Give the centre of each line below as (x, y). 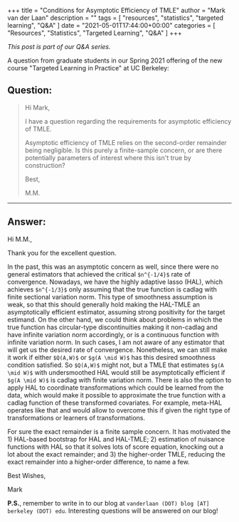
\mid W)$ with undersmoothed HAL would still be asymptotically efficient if (116, 372)
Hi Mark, (37, 107)
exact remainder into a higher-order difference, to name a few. (99, 462)
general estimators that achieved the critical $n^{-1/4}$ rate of (99, 274)
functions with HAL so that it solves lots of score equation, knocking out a (116, 447)
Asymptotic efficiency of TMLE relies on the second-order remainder (126, 142)
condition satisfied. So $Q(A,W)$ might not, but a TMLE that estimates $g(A (116, 365)
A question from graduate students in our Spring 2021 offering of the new (115, 60)
